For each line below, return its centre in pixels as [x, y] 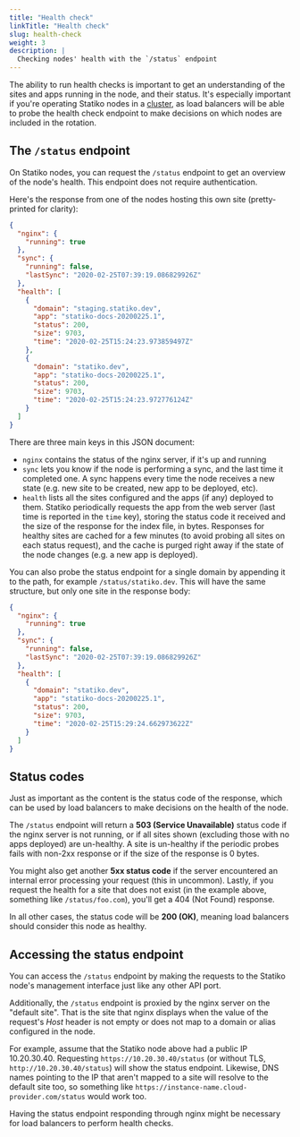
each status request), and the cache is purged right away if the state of [153, 545]
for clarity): [58, 209]
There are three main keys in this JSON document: [102, 442]
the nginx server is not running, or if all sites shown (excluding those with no [150, 834]
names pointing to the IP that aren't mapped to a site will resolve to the [139, 1077]
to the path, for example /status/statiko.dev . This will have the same [137, 581]
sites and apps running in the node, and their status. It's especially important [150, 94]
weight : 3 [28, 43]
